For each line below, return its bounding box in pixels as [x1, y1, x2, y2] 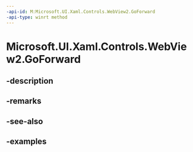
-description [6, 76, 53, 86]
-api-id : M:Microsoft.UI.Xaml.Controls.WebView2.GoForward [6, 8, 156, 15]
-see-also [6, 116, 43, 126]
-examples [6, 137, 47, 147]
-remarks [6, 96, 42, 106]
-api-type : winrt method [6, 14, 68, 20]
